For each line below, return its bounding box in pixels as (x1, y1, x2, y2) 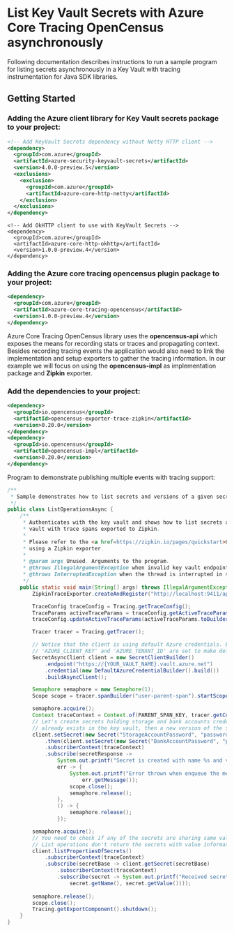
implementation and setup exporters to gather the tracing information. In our (7, 354, 226, 362)
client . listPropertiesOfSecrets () (32, 848, 132, 855)
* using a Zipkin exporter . (22, 545, 104, 552)
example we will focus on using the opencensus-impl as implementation (7, 361, 217, 370)
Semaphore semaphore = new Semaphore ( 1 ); (32, 686, 155, 693)
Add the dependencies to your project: (7, 386, 141, 396)
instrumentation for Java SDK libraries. (7, 72, 118, 81)
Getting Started (7, 93, 76, 105)
